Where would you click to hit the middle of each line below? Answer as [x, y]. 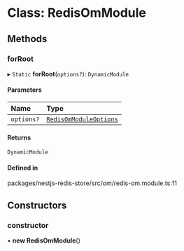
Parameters [24, 90]
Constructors [37, 205]
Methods [27, 39]
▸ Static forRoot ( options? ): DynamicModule [68, 74]
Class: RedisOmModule [77, 13]
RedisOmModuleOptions [83, 120]
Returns [19, 137]
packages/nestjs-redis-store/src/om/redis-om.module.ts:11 [92, 183]
